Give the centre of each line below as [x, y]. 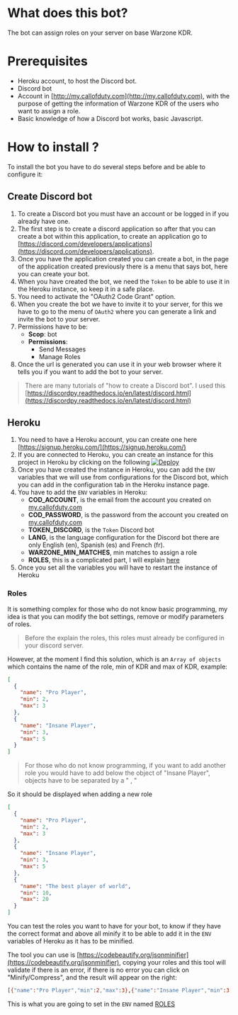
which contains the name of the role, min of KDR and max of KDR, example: [118, 667]
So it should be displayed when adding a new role [80, 794]
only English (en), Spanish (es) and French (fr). [96, 545]
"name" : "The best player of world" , [76, 886]
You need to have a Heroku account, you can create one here [107, 440]
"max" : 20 [35, 900]
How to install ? [53, 147]
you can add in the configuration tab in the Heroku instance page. [114, 485]
